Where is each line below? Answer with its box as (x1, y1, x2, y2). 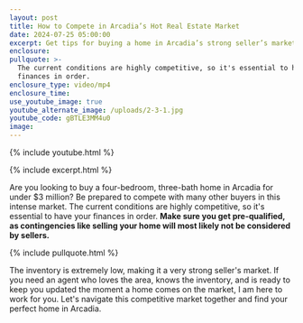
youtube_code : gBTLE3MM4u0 (9, 114, 111, 123)
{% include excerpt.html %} (9, 164, 113, 175)
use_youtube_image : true (9, 97, 103, 106)
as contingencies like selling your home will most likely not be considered (9, 220, 291, 231)
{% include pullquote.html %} (9, 247, 119, 258)
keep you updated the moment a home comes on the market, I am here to (9, 284, 283, 294)
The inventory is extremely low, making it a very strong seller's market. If (9, 265, 280, 275)
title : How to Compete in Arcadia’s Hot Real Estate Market (9, 22, 241, 31)
